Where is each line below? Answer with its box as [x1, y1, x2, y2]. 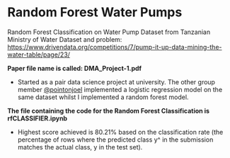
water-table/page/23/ [7, 50, 71, 59]
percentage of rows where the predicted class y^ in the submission [17, 135, 214, 144]
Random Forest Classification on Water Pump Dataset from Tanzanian [7, 28, 211, 36]
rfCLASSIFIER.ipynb [7, 114, 68, 123]
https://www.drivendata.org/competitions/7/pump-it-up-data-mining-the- [7, 43, 222, 51]
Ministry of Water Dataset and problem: [7, 35, 122, 43]
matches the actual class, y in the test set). [17, 142, 143, 151]
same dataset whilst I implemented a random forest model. [17, 93, 189, 101]
